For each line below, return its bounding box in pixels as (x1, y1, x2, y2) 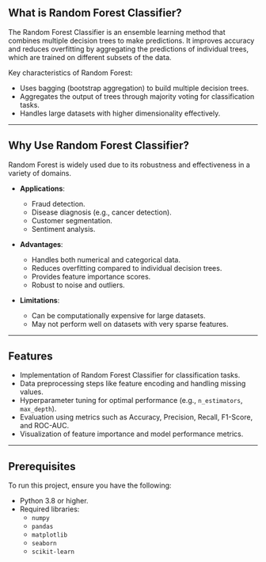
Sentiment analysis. (31, 224, 96, 234)
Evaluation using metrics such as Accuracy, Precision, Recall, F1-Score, (19, 412, 253, 422)
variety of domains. (8, 168, 71, 177)
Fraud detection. (31, 199, 85, 208)
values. (19, 387, 44, 397)
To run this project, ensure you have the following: (8, 480, 172, 490)
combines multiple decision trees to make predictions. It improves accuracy (8, 36, 255, 45)
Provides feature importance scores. (31, 272, 151, 281)
